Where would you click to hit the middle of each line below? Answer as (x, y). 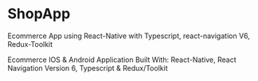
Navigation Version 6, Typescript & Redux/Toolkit (88, 67)
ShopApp (39, 14)
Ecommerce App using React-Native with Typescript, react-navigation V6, (129, 36)
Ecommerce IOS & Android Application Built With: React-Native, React (122, 60)
